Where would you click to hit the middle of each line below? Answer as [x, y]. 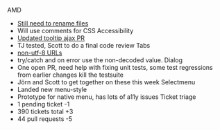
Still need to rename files [53, 23]
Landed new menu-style [52, 90]
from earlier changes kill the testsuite [70, 75]
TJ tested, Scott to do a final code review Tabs [84, 45]
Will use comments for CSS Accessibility [75, 31]
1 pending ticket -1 [43, 104]
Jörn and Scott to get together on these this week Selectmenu [106, 82]
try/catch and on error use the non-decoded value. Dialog [100, 60]
